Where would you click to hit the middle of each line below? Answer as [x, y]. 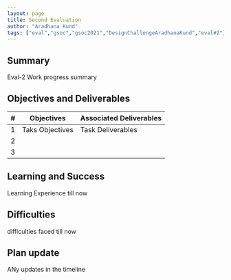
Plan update [33, 253]
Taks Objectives [47, 129]
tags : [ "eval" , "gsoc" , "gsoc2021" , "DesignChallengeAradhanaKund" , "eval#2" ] [117, 33]
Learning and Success [56, 176]
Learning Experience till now [47, 193]
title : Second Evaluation [44, 20]
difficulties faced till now [42, 231]
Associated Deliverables [121, 118]
